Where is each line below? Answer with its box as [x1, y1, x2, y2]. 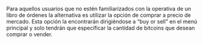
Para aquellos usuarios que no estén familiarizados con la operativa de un [6, 5, 191, 12]
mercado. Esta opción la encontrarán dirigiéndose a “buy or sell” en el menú [6, 18, 198, 25]
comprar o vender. [6, 31, 53, 38]
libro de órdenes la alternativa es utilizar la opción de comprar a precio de [6, 11, 191, 19]
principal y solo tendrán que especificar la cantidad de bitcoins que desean [6, 24, 195, 31]
